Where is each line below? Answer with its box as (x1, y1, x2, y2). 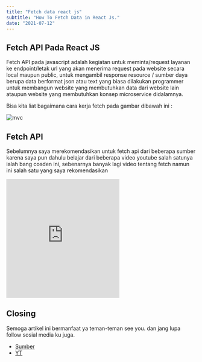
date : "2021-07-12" (6, 20, 55, 26)
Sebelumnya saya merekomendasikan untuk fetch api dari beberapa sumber (6, 147, 196, 155)
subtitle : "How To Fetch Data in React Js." (6, 15, 120, 21)
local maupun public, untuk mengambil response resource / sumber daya (6, 71, 188, 79)
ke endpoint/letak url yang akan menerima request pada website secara (6, 65, 185, 73)
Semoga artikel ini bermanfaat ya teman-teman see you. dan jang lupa (6, 325, 181, 332)
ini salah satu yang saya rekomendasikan (6, 167, 109, 174)
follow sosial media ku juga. (6, 331, 75, 338)
